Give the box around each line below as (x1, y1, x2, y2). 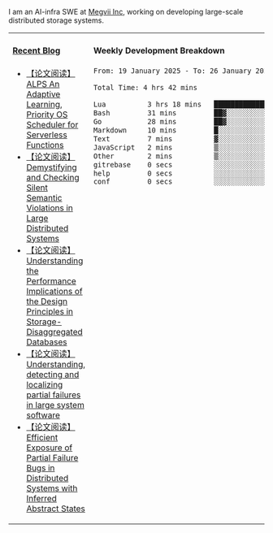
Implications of (26, 285, 83, 297)
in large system (26, 399, 85, 410)
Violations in (26, 202, 73, 214)
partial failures (26, 389, 81, 401)
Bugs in (26, 462, 55, 474)
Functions (26, 139, 64, 150)
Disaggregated (26, 326, 83, 337)
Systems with (26, 483, 78, 494)
